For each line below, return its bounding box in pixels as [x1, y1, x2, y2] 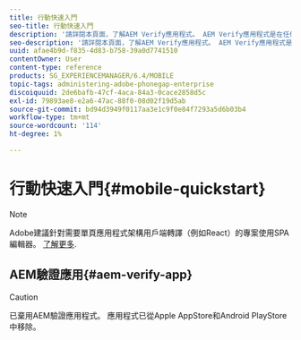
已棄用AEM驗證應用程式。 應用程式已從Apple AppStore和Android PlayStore [9, 310, 288, 320]
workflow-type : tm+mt [9, 113, 90, 122]
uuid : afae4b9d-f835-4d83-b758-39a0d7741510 [9, 47, 178, 55]
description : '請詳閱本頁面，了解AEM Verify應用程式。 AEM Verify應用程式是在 [9, 30, 284, 38]
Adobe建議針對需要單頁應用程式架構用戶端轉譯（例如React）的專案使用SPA [9, 227, 289, 238]
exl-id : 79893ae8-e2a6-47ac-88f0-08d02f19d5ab [9, 96, 186, 106]
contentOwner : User [9, 55, 82, 64]
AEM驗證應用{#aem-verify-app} [9, 268, 193, 283]
